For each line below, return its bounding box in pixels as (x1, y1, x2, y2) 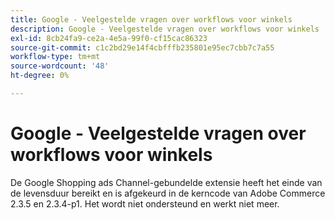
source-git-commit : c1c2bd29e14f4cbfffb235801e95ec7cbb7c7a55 (10, 42, 275, 53)
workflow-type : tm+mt (10, 52, 101, 62)
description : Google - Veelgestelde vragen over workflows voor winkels (10, 24, 320, 34)
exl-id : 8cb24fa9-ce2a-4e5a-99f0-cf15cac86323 (10, 33, 208, 43)
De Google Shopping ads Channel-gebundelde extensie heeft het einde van (10, 176, 323, 188)
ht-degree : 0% (10, 71, 70, 81)
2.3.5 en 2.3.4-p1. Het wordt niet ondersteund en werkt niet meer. (10, 197, 280, 210)
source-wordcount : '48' (10, 61, 110, 71)
